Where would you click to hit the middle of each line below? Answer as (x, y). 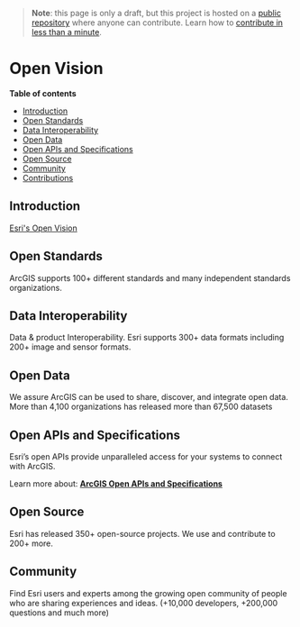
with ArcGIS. (32, 466)
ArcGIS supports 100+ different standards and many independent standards (150, 277)
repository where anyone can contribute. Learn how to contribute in (157, 23)
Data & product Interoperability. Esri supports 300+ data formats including (147, 338)
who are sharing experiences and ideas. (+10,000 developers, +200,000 (144, 603)
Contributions (48, 177)
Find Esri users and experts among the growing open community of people (148, 593)
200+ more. (32, 543)
